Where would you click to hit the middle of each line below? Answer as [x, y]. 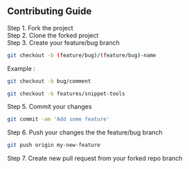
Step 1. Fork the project [40, 28]
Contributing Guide [49, 11]
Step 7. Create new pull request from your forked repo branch [95, 159]
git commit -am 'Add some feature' [58, 119]
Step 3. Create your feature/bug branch [63, 42]
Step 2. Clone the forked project [53, 35]
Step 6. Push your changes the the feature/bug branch [85, 132]
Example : [21, 68]
